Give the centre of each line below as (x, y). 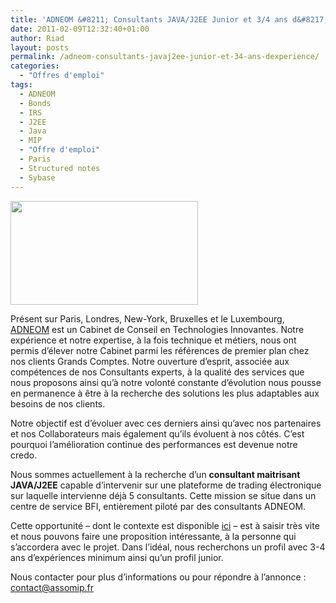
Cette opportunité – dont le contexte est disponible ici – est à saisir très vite (165, 525)
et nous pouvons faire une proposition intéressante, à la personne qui (153, 536)
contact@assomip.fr (52, 587)
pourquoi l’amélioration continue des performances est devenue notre (154, 444)
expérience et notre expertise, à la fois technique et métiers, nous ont (153, 340)
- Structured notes (60, 168)
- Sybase (37, 177)
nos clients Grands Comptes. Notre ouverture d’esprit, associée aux (150, 361)
